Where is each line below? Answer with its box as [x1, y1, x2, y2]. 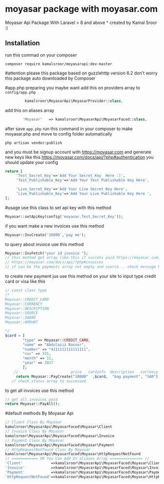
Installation [5, 39, 40, 47]
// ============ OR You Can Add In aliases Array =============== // [5, 456, 150, 461]
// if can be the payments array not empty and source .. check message [5, 264, 156, 270]
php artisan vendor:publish [5, 140, 62, 145]
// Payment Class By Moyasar [5, 438, 64, 443]
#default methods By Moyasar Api [5, 410, 74, 416]
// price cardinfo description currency [14, 369, 159, 374]
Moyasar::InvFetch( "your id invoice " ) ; [5, 251, 89, 255]
